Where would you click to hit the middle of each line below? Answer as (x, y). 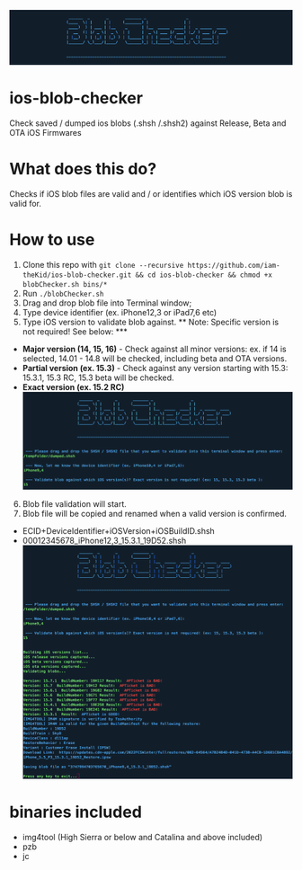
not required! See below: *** (75, 332)
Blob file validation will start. (75, 504)
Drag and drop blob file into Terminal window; (107, 303)
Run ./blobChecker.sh (63, 293)
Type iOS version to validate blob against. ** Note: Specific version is (151, 322)
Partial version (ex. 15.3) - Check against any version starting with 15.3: (155, 368)
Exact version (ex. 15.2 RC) (73, 387)
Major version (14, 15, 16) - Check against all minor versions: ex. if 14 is (154, 349)
